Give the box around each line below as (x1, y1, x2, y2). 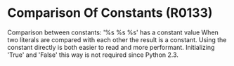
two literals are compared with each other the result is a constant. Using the (7, 35, 227, 44)
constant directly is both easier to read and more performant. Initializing (7, 43, 215, 51)
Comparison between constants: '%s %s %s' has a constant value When (7, 28, 219, 37)
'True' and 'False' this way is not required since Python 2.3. (7, 51, 179, 59)
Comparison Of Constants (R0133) (7, 5, 213, 21)
